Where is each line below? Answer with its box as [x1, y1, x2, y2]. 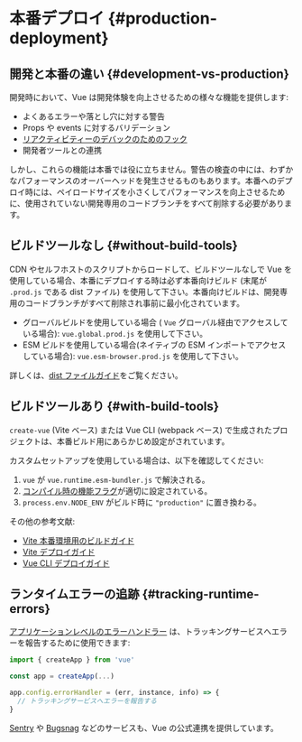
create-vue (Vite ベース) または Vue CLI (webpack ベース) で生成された [9, 424, 272, 435]
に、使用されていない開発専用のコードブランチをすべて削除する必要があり [9, 198, 285, 209]
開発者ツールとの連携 [22, 145, 102, 155]
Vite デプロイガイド [22, 546, 96, 557]
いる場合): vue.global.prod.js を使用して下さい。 [22, 328, 208, 339]
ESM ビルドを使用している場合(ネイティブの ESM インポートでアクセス [22, 339, 287, 350]
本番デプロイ [9, 8, 105, 29]
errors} [9, 601, 51, 617]
